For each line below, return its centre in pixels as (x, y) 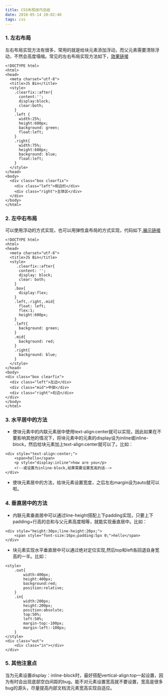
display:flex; (33, 293)
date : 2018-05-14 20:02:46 (33, 15)
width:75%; (30, 145)
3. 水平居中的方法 (26, 420)
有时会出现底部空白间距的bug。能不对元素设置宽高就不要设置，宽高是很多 (86, 681)
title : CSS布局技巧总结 (28, 10)
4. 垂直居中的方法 (26, 503)
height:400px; (38, 579)
